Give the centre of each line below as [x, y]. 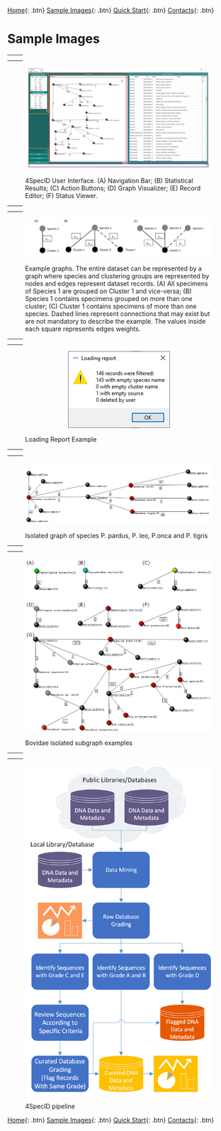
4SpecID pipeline [50, 1106]
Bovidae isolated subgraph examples [79, 743]
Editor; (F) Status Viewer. [61, 195]
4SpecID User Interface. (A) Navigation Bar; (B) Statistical [109, 180]
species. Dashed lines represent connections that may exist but [118, 314]
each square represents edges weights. [83, 329]
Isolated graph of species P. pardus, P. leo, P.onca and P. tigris [117, 536]
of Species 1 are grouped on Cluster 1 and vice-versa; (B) [108, 291]
